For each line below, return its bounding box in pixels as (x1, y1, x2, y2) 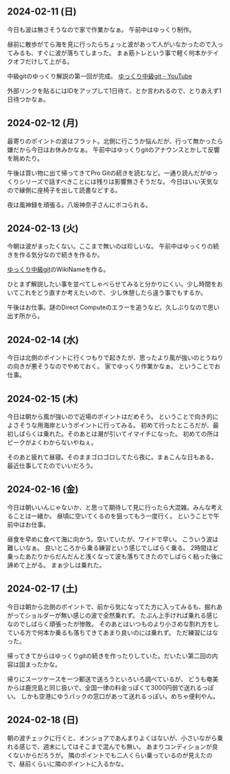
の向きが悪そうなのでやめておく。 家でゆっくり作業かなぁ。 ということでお (7, 362, 221, 370)
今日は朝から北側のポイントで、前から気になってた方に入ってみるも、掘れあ (7, 603, 223, 611)
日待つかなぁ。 (7, 95, 49, 103)
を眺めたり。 (7, 154, 43, 163)
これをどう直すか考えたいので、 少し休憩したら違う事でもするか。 (19, 289, 207, 297)
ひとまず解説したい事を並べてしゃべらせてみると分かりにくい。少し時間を (7, 280, 218, 289)
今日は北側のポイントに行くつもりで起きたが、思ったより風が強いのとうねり (7, 353, 224, 362)
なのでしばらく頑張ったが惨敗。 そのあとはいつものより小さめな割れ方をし (7, 620, 220, 628)
